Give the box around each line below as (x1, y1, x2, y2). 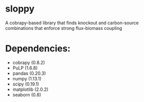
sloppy (5, 3, 35, 15)
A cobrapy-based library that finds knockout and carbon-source (5, 20, 139, 26)
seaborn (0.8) (12, 91, 41, 97)
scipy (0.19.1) (12, 81, 39, 87)
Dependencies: (5, 43, 71, 55)
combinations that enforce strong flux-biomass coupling (5, 25, 122, 31)
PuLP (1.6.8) (12, 65, 38, 71)
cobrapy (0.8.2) (12, 59, 45, 66)
